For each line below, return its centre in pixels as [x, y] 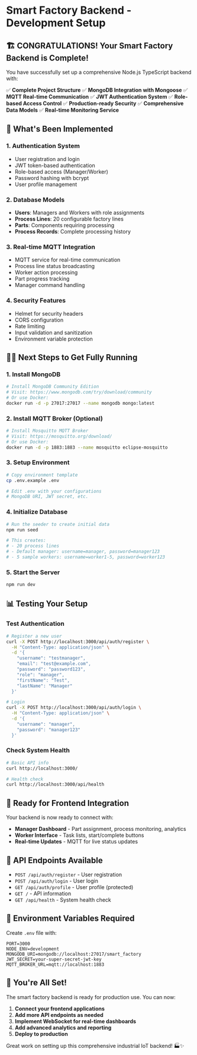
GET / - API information [43, 893]
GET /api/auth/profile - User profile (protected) [74, 887]
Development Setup [56, 23]
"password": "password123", [51, 669]
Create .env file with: [32, 933]
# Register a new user [34, 636]
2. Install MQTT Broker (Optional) [55, 418]
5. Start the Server [33, 572]
